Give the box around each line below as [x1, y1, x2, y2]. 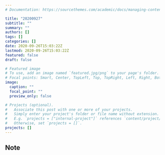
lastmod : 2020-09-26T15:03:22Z [5, 48, 69, 53]
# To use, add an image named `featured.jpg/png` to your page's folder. [5, 71, 160, 76]
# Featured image [5, 66, 41, 71]
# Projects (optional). [5, 102, 54, 107]
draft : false [5, 57, 32, 62]
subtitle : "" [5, 21, 32, 26]
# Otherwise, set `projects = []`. [5, 121, 82, 126]
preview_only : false [9, 93, 52, 98]
